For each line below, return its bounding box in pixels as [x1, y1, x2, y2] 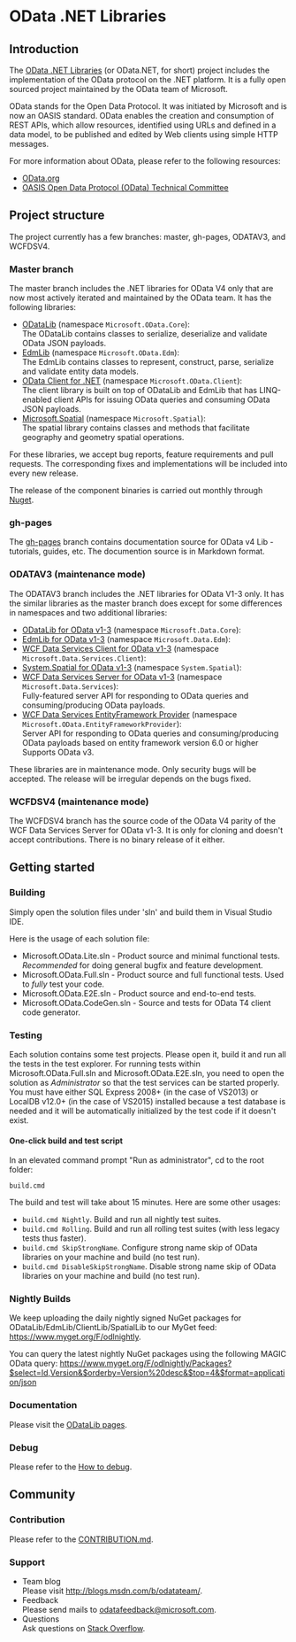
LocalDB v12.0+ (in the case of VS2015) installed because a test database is [9, 1096, 286, 1106]
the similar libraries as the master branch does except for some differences [9, 598, 283, 608]
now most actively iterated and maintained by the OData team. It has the [9, 292, 272, 303]
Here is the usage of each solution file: [9, 933, 150, 944]
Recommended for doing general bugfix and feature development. [21, 959, 263, 971]
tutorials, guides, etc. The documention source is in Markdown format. [9, 546, 265, 557]
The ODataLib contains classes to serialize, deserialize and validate [21, 329, 268, 339]
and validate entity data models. [21, 366, 140, 377]
